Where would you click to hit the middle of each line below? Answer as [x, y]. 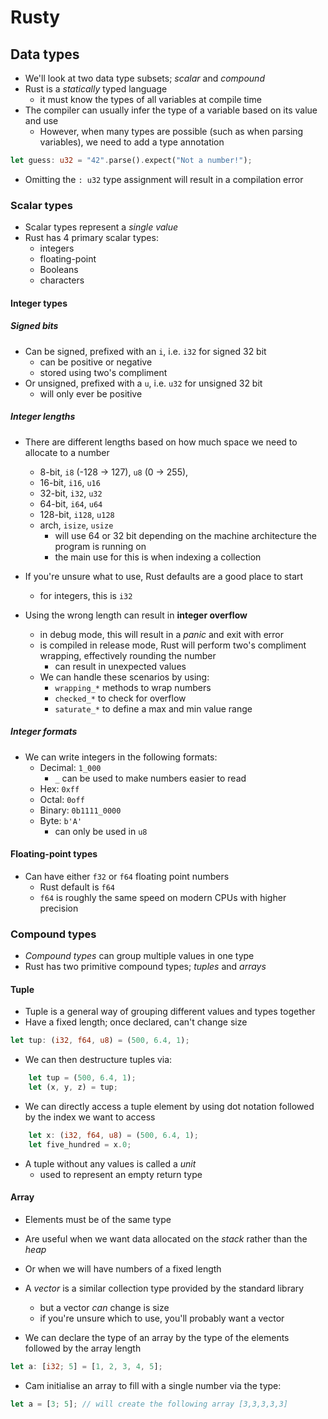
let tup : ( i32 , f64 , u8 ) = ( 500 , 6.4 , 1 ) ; [100, 1041]
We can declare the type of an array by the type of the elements [157, 1337]
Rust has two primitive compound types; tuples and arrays [145, 967]
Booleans [59, 270]
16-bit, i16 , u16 [70, 482]
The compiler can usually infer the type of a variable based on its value [171, 110]
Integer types [39, 303]
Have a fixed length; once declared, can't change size [136, 1022]
